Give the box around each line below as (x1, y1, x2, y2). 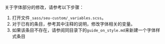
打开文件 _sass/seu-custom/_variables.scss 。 (12, 15, 106, 21)
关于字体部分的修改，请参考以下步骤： (5, 4, 84, 10)
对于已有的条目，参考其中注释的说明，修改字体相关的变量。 (12, 21, 135, 27)
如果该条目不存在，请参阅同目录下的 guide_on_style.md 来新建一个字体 (12, 27, 156, 33)
